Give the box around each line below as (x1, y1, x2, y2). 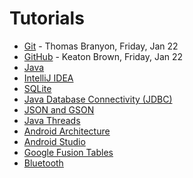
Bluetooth (23, 157, 64, 169)
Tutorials (9, 7, 85, 30)
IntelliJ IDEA (23, 72, 74, 84)
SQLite (23, 82, 52, 94)
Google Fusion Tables (23, 146, 114, 158)
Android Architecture (23, 125, 111, 137)
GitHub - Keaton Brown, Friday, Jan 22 (23, 50, 184, 62)
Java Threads (23, 114, 81, 126)
